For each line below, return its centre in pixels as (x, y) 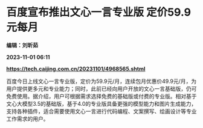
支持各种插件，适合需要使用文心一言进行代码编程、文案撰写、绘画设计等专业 (101, 111)
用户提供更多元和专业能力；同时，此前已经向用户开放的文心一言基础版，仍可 (101, 88)
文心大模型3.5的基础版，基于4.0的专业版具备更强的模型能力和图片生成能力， (101, 103)
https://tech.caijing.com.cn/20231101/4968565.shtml (76, 69)
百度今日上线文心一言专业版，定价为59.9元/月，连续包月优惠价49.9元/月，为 (101, 81)
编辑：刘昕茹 (22, 45)
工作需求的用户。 (27, 118)
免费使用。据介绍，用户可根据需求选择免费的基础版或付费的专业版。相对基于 (101, 96)
